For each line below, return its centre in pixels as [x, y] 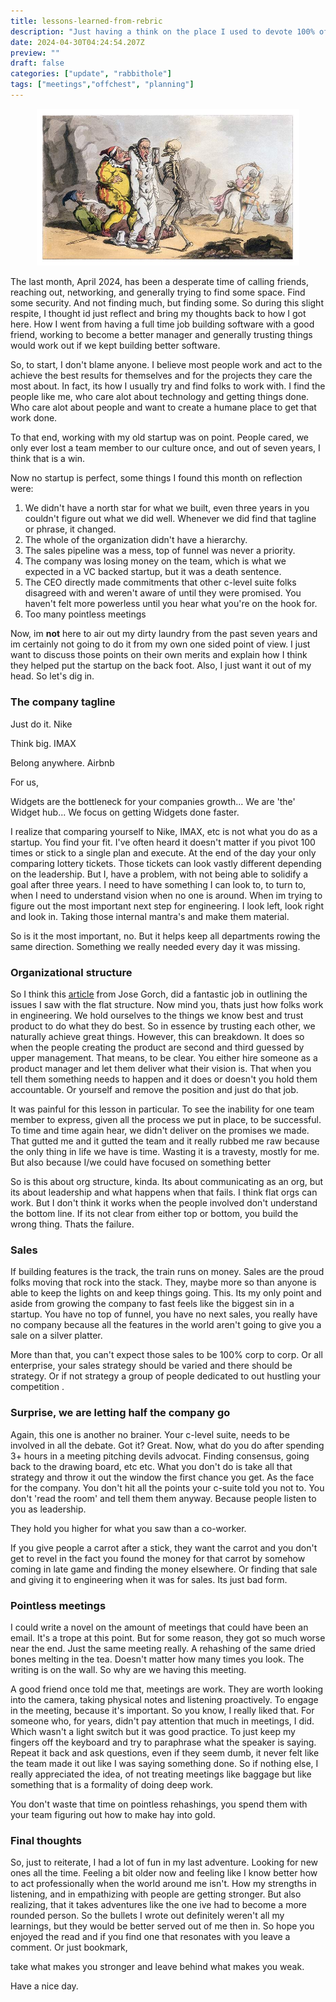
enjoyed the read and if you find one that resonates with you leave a [150, 1937]
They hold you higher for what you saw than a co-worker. [128, 1528]
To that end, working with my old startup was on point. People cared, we [160, 437]
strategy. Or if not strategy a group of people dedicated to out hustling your [165, 1376]
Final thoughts [46, 1840]
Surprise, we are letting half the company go [120, 1413]
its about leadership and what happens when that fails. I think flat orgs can [164, 1192]
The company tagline [63, 702]
